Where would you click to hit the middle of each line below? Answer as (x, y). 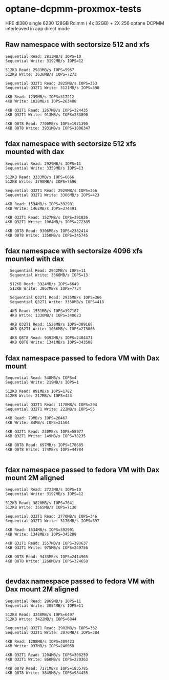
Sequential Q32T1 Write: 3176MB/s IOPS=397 (52, 521)
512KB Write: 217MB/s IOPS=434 (39, 396)
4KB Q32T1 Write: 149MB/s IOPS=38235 (46, 436)
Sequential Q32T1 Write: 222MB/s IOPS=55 (50, 409)
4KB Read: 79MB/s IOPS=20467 (36, 418)
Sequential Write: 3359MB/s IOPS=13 (44, 168)
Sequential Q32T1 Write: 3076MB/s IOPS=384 (52, 632)
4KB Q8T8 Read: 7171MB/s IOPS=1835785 (47, 668)
